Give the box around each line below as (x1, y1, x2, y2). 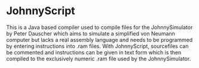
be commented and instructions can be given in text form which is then (6, 48, 182, 56)
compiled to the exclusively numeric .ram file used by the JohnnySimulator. (6, 55, 191, 62)
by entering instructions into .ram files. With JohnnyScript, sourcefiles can (6, 43, 189, 50)
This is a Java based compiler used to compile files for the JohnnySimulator (6, 24, 193, 31)
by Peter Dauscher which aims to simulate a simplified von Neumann (6, 30, 175, 37)
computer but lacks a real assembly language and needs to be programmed (6, 36, 193, 43)
